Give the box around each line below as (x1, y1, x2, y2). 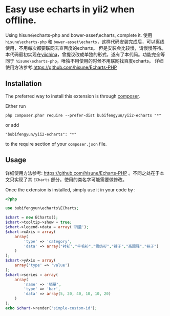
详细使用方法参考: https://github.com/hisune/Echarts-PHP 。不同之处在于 (5, 170, 160, 176)
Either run (5, 103, 26, 109)
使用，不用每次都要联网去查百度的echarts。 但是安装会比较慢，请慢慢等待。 (5, 45, 166, 51)
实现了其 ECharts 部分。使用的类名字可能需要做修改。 (14, 176, 127, 183)
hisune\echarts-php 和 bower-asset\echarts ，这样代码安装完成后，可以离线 (5, 38, 165, 45)
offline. (5, 14, 37, 26)
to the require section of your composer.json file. (5, 141, 107, 147)
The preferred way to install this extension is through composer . (5, 93, 140, 99)
